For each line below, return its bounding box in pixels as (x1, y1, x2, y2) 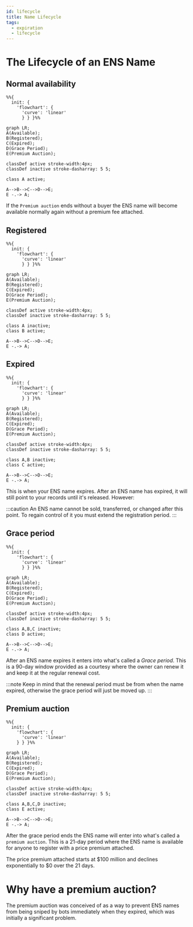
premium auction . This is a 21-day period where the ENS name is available (6, 839, 184, 846)
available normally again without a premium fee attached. (6, 209, 144, 216)
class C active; (6, 462, 46, 468)
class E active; (6, 806, 46, 812)
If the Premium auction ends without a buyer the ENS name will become (6, 202, 178, 209)
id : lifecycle (6, 8, 41, 15)
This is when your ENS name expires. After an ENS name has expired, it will (6, 488, 188, 495)
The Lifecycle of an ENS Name (6, 56, 156, 69)
